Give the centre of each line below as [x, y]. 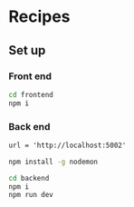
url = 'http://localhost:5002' [67, 145]
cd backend [29, 178]
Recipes [39, 17]
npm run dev [31, 195]
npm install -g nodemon [53, 162]
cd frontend [31, 94]
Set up [27, 50]
